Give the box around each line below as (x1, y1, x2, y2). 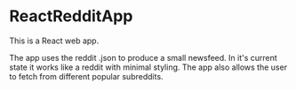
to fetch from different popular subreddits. (9, 71, 164, 81)
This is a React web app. (9, 35, 100, 46)
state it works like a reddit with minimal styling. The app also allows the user (9, 62, 287, 72)
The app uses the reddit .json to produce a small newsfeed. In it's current (9, 52, 277, 63)
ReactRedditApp (9, 6, 133, 26)
